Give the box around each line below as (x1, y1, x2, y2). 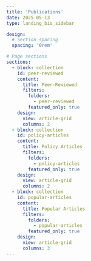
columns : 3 (22, 245, 50, 251)
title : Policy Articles (22, 144, 83, 150)
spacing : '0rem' (12, 42, 53, 49)
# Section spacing (12, 37, 59, 43)
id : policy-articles (17, 132, 69, 138)
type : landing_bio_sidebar (6, 20, 75, 26)
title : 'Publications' (6, 8, 64, 15)
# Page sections (6, 53, 47, 59)
